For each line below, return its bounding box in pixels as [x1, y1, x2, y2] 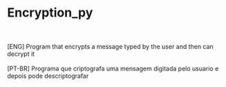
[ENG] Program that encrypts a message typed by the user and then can [7, 42, 214, 50]
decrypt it [7, 50, 35, 58]
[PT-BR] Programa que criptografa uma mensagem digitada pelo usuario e [7, 64, 219, 72]
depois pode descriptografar [7, 71, 89, 80]
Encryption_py [7, 5, 93, 21]
